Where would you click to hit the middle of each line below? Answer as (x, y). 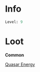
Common (15, 55)
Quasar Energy (20, 64)
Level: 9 (14, 22)
